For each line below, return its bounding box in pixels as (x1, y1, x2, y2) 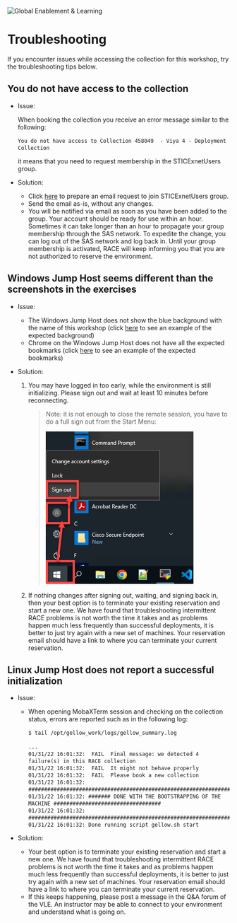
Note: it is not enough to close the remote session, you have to (45, 410, 228, 418)
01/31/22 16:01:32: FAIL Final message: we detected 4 (28, 750, 200, 758)
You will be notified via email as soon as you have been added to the (28, 207, 227, 215)
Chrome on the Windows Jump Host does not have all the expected (28, 338, 225, 347)
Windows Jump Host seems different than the (7, 272, 214, 284)
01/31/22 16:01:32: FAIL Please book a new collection (28, 772, 200, 779)
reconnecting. (28, 396, 69, 405)
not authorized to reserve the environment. (28, 252, 153, 260)
